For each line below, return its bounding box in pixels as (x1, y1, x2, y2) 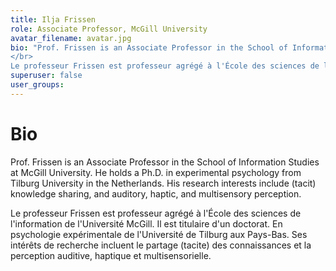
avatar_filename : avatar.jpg (10, 33, 132, 43)
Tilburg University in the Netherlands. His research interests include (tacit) (10, 177, 317, 189)
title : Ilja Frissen (10, 14, 97, 25)
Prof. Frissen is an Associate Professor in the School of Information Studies (10, 156, 320, 168)
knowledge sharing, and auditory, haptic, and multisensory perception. (10, 187, 302, 200)
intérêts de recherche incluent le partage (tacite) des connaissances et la (10, 239, 312, 251)
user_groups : (10, 80, 65, 90)
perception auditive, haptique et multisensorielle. (10, 249, 212, 261)
